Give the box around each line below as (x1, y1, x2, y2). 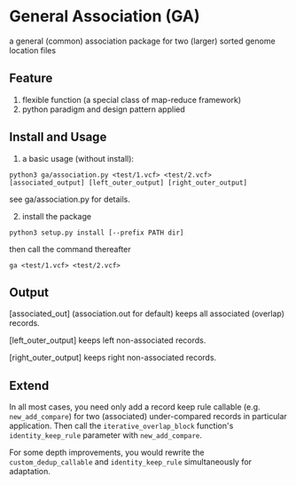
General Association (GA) (9, 6, 200, 27)
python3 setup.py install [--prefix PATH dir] (9, 228, 184, 237)
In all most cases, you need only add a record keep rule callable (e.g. (9, 402, 261, 412)
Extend (9, 378, 50, 393)
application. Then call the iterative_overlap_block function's (9, 420, 234, 432)
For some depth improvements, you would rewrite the (9, 447, 205, 458)
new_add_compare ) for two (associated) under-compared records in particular (9, 411, 288, 422)
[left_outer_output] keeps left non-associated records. (9, 335, 206, 346)
